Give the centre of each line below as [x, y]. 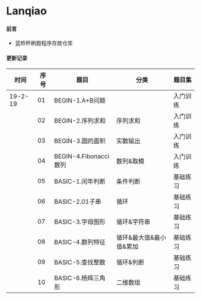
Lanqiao [27, 11]
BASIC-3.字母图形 [80, 222]
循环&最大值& [135, 237]
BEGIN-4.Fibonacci [82, 156]
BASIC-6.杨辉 [74, 278]
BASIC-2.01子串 [78, 201]
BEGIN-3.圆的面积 [80, 141]
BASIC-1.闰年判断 [80, 181]
